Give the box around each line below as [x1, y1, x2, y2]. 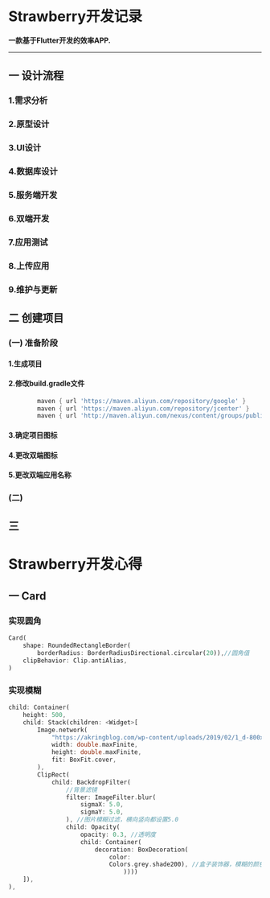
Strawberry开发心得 [8, 554, 143, 573]
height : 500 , [22, 711, 67, 719]
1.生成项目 [8, 359, 43, 369]
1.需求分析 [8, 95, 48, 106]
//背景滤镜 [65, 785, 98, 793]
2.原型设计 [8, 118, 50, 130]
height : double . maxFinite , [51, 748, 142, 756]
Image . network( [37, 726, 88, 734]
